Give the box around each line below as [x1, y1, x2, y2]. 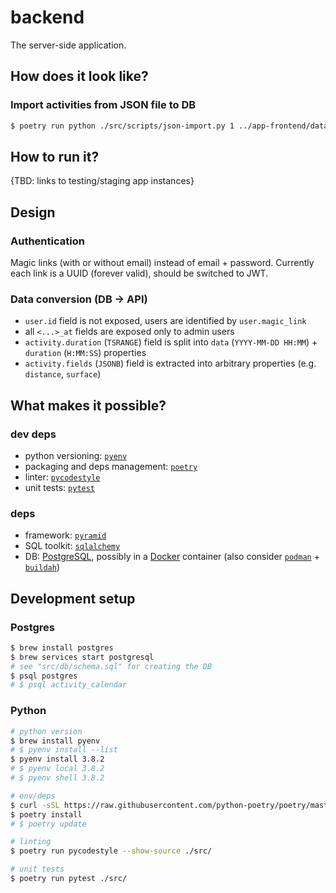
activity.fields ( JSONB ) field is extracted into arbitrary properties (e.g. [24, 357, 317, 370]
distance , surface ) [24, 368, 102, 380]
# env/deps [10, 791, 56, 801]
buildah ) [24, 561, 61, 573]
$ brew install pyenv [10, 736, 101, 746]
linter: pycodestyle [24, 471, 101, 483]
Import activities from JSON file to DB [10, 98, 197, 112]
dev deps [10, 427, 57, 441]
